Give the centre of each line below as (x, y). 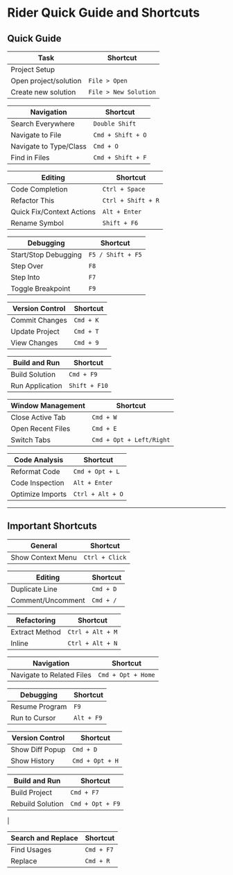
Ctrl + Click (105, 557)
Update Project (35, 331)
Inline (20, 643)
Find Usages (31, 849)
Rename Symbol (37, 223)
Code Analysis (38, 460)
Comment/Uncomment (48, 600)
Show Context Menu (44, 557)
